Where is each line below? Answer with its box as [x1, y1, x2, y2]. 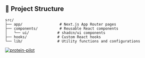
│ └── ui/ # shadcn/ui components [5, 30, 106, 35]
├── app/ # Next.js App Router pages [5, 22, 117, 27]
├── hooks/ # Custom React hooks [5, 34, 101, 39]
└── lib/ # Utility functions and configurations [5, 39, 140, 43]
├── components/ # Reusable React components [5, 26, 119, 31]
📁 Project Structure [5, 5, 64, 13]
